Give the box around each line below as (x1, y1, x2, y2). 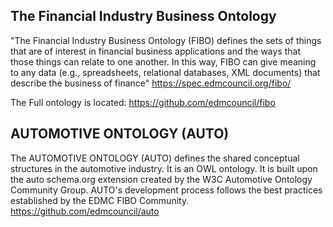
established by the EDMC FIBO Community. (10, 194, 190, 206)
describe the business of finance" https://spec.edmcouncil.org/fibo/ (10, 77, 292, 89)
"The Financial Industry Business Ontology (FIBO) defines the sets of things (10, 34, 322, 46)
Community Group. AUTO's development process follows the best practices (10, 184, 323, 196)
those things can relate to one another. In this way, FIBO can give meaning (10, 55, 317, 68)
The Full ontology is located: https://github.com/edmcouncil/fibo (10, 96, 276, 108)
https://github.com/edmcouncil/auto (10, 205, 160, 217)
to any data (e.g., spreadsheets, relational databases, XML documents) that (10, 66, 321, 78)
